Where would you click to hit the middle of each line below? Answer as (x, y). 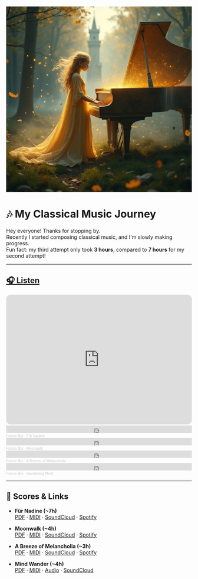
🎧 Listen (23, 281)
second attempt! (26, 256)
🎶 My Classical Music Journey (81, 214)
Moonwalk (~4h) (36, 528)
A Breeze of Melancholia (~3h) (53, 546)
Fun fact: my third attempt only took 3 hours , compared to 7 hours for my (95, 249)
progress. (18, 243)
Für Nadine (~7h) (36, 511)
